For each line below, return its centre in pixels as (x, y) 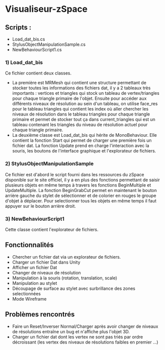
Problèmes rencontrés (40, 314)
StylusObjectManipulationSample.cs (49, 44)
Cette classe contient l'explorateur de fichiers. (52, 229)
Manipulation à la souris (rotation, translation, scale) (65, 278)
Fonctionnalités (29, 245)
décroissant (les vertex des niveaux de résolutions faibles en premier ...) (85, 342)
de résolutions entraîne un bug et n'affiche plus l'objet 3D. (71, 331)
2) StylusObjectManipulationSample (49, 164)
